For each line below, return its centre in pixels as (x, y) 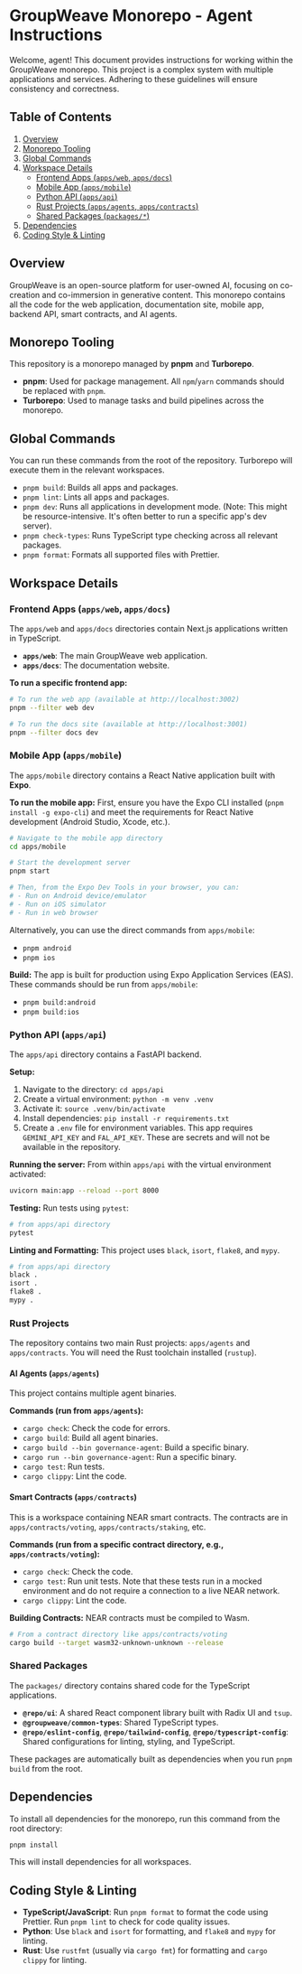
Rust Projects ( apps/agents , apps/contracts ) (117, 206)
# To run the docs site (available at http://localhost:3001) (128, 724)
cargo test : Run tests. (64, 1467)
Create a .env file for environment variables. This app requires (137, 1127)
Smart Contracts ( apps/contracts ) (73, 1497)
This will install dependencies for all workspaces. (101, 1862)
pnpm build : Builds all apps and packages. (100, 488)
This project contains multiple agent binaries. (93, 1393)
